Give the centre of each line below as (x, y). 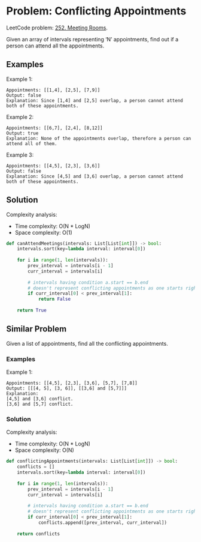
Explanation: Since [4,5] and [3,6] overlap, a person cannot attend (95, 176)
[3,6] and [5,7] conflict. (40, 404)
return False (54, 299)
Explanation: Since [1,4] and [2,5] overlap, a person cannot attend (95, 100)
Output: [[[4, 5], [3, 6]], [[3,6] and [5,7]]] (67, 388)
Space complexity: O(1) (44, 232)
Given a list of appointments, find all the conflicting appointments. (87, 343)
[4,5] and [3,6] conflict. (40, 399)
